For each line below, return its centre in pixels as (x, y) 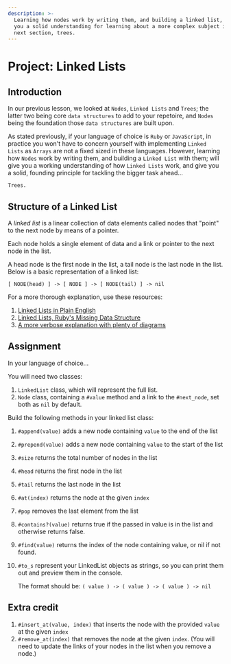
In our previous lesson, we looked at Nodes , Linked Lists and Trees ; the (108, 109)
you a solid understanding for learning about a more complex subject (117, 26)
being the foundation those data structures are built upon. (91, 123)
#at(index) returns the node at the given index (83, 497)
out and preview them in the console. (70, 573)
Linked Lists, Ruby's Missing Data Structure (79, 318)
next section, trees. (45, 33)
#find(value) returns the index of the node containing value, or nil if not (119, 544)
